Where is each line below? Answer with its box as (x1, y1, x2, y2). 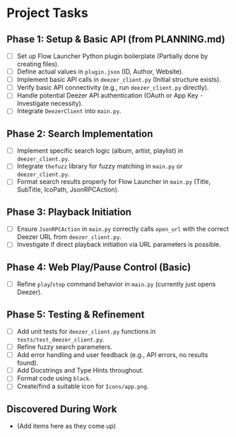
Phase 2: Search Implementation (6, 127, 153, 139)
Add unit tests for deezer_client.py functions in (16, 327, 156, 335)
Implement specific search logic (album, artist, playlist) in (16, 146, 184, 155)
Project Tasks (6, 5, 89, 21)
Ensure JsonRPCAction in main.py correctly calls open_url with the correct (16, 225, 229, 233)
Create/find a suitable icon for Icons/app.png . (16, 382, 149, 390)
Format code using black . (16, 374, 91, 383)
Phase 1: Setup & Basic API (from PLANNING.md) (6, 33, 225, 45)
